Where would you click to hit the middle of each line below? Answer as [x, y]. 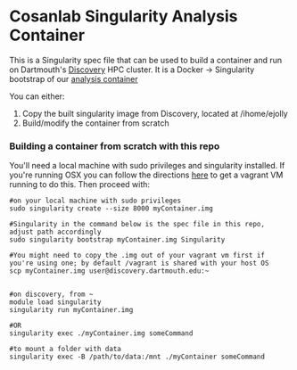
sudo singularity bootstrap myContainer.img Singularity [117, 240]
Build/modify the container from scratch [95, 123]
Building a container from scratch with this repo [115, 146]
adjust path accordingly [55, 232]
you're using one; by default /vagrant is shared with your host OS [139, 263]
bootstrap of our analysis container [74, 78]
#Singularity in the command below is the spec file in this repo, [137, 225]
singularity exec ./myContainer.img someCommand [101, 333]
